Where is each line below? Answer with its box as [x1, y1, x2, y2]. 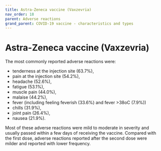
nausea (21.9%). [12, 115, 46, 121]
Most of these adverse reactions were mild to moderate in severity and [5, 125, 149, 131]
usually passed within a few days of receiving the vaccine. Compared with [5, 130, 157, 136]
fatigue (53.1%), [12, 84, 44, 90]
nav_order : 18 [5, 12, 35, 17]
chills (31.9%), [12, 105, 41, 111]
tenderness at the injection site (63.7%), [12, 68, 94, 74]
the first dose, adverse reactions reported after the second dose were [5, 135, 147, 141]
